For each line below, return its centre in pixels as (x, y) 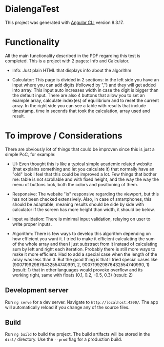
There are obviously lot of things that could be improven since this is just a (80, 149)
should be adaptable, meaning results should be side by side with (78, 204)
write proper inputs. (32, 224)
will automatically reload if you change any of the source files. (67, 307)
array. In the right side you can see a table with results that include (79, 105)
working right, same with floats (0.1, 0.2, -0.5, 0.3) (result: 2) (72, 275)
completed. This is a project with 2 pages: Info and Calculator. (67, 61)
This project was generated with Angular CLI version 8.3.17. (64, 22)
